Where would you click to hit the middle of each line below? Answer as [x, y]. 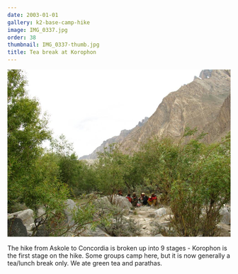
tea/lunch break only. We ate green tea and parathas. [85, 263]
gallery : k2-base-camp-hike [49, 22]
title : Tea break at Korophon [52, 52]
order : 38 [22, 38]
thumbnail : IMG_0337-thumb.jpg [53, 45]
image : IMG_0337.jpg [38, 30]
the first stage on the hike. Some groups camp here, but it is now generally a [119, 256]
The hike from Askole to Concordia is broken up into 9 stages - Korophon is [118, 248]
